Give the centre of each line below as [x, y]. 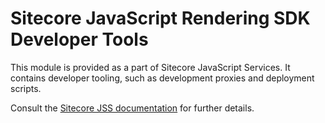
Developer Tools [79, 39]
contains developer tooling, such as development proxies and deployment [162, 78]
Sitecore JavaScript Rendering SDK [160, 18]
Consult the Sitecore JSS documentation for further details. [132, 108]
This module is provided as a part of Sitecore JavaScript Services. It [150, 67]
